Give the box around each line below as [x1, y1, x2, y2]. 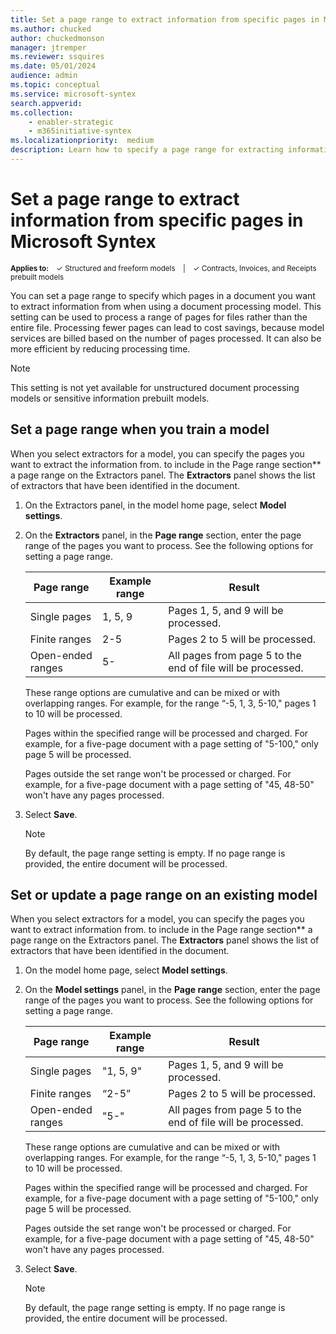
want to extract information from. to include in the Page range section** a [10, 924, 313, 936]
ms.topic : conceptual [10, 80, 101, 90]
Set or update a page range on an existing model [10, 887, 318, 904]
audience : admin [10, 71, 78, 81]
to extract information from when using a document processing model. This [10, 300, 322, 312]
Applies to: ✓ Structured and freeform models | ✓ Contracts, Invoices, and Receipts [10, 263, 317, 273]
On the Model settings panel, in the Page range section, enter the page [24, 984, 321, 996]
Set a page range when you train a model [10, 421, 270, 438]
